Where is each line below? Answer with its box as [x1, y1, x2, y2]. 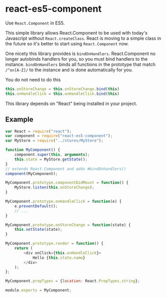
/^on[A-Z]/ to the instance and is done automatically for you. [5, 67, 133, 73]
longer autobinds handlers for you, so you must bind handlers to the [5, 56, 148, 62]
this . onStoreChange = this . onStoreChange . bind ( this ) [5, 86, 120, 92]
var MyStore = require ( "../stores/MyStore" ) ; [5, 138, 103, 143]
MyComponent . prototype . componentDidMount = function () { [5, 180, 129, 185]
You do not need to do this [5, 76, 61, 83]
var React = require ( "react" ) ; [5, 128, 72, 134]
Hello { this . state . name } [32, 255, 86, 260]
